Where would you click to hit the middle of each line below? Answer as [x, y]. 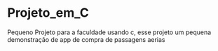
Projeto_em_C [48, 13]
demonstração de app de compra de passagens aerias [86, 39]
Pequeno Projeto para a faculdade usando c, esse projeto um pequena [109, 32]
